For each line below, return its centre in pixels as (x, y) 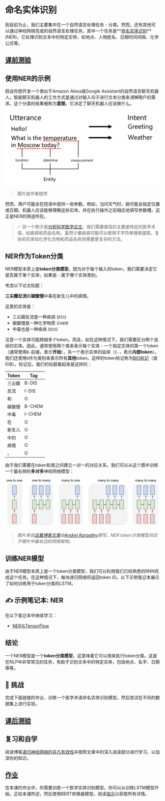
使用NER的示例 (28, 78)
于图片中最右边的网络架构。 (45, 541)
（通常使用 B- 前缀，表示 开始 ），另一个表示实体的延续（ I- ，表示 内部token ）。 (82, 352)
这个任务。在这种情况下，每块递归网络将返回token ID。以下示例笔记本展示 (84, 577)
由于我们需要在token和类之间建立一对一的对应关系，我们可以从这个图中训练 (82, 465)
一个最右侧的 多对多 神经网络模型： (40, 471)
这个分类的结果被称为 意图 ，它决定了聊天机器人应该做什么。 (74, 103)
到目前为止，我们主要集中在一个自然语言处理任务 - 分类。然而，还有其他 (78, 25)
